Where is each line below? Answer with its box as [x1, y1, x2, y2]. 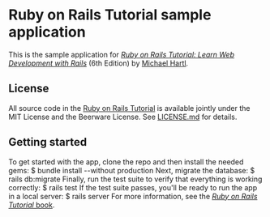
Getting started [8, 135, 88, 149]
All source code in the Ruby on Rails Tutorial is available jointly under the [8, 103, 251, 113]
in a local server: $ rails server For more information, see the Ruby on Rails [8, 191, 258, 201]
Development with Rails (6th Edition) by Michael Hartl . [8, 58, 189, 68]
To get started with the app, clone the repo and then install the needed [8, 156, 244, 167]
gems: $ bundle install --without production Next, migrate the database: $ [8, 165, 255, 175]
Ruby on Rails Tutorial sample [8, 6, 212, 24]
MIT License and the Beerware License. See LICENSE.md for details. [8, 112, 238, 121]
